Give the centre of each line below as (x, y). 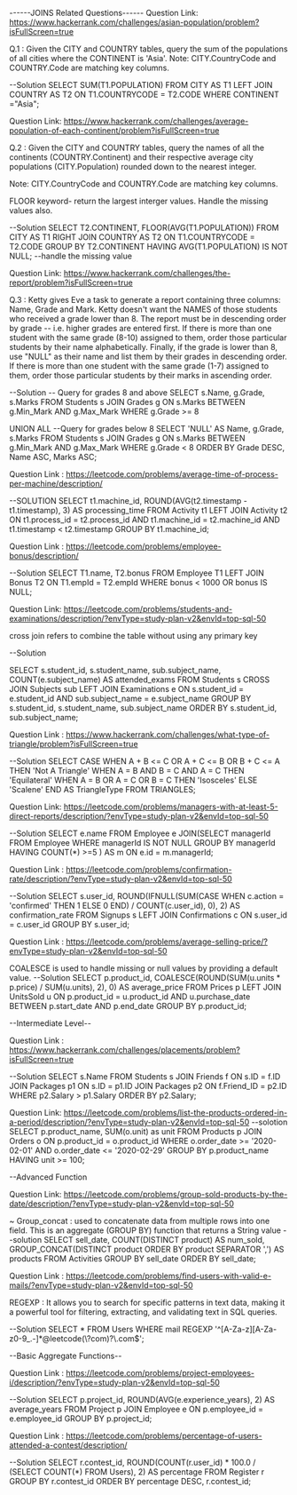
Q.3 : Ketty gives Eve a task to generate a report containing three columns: (145, 300)
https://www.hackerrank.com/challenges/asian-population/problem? (134, 22)
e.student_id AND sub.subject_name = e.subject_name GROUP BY (130, 698)
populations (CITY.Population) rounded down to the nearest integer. (133, 167)
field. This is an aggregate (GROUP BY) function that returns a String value (145, 1230)
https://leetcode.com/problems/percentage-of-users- (164, 1435)
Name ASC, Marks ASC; (53, 457)
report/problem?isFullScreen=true (71, 282)
